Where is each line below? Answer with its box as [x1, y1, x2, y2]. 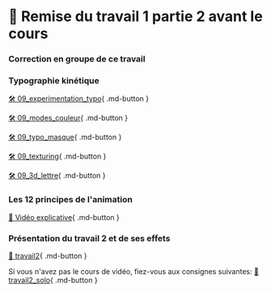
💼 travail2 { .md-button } [8, 251, 87, 260]
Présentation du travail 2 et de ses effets [8, 232, 171, 243]
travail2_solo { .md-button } [8, 275, 99, 285]
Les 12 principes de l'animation [8, 194, 133, 205]
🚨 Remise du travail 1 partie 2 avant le [8, 7, 263, 26]
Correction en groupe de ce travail [8, 53, 146, 65]
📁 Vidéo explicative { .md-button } [8, 212, 120, 222]
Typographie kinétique [8, 75, 100, 87]
